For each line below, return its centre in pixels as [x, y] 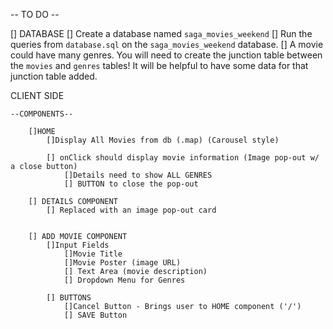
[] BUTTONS [69, 298]
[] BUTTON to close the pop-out [131, 184]
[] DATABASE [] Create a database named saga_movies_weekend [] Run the [161, 33]
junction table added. [54, 76]
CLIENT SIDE [37, 95]
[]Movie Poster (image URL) [122, 263]
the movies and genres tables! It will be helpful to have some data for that [159, 65]
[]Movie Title [93, 254]
